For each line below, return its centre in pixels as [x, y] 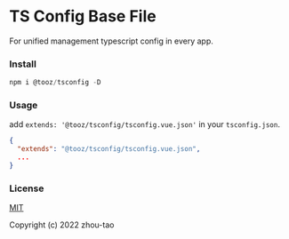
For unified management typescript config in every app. [111, 41]
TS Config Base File [83, 16]
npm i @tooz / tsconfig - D [55, 83]
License [27, 188]
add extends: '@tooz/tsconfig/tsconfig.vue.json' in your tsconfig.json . [144, 124]
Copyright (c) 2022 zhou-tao [62, 225]
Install [23, 64]
